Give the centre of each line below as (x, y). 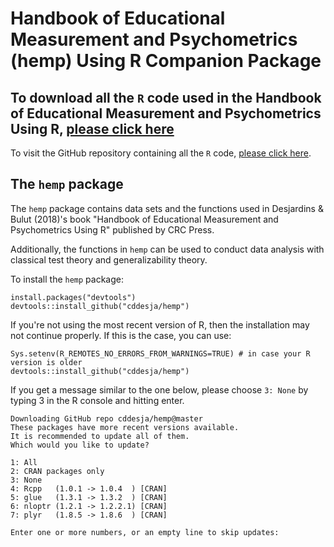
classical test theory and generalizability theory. (109, 259)
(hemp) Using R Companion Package (166, 61)
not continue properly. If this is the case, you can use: (121, 335)
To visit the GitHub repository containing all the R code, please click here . (161, 153)
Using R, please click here (92, 128)
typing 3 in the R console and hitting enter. (97, 400)
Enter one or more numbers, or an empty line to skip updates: (145, 532)
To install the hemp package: (67, 279)
